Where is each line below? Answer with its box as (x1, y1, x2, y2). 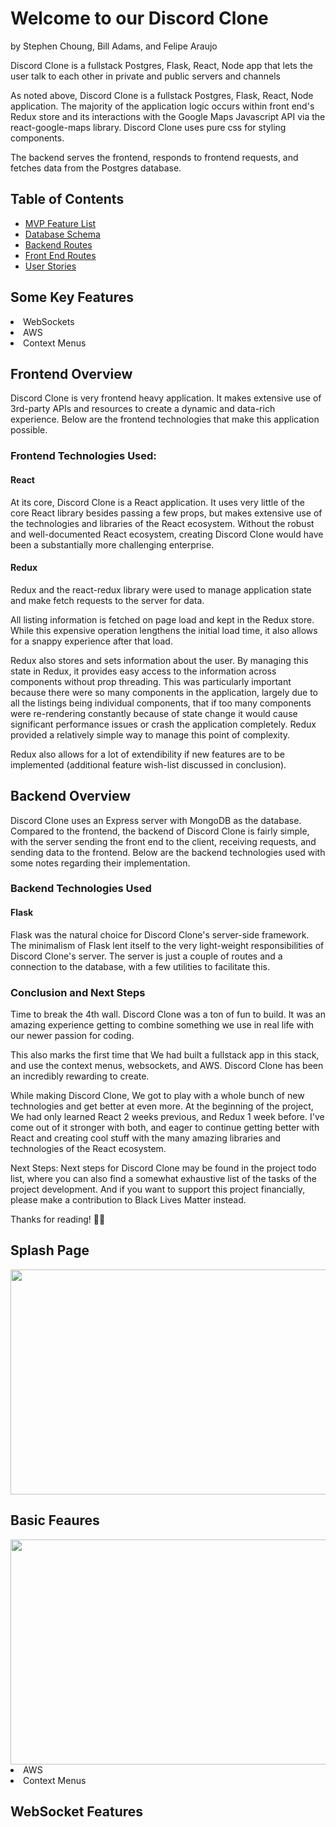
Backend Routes (24, 238, 93, 251)
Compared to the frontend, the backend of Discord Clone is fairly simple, (10, 825, 310, 837)
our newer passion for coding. (10, 1029, 135, 1041)
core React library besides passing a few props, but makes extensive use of (10, 507, 323, 519)
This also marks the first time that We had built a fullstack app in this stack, (10, 1048, 320, 1061)
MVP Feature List (24, 217, 97, 229)
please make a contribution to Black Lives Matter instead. (10, 1193, 247, 1206)
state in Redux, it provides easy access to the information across (10, 665, 277, 677)
